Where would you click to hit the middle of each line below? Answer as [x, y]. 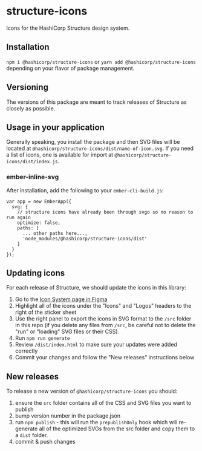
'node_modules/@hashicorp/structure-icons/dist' [85, 239]
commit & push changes [45, 442]
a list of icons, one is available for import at [60, 155]
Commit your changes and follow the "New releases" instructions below [105, 358]
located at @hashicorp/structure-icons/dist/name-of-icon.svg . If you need [100, 148]
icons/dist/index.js [32, 162]
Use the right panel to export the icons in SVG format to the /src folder [103, 319]
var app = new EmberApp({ [39, 202]
